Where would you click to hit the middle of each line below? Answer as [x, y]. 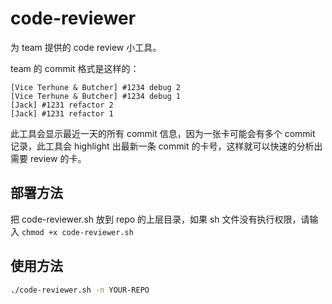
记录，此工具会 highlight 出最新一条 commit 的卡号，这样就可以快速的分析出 [166, 146]
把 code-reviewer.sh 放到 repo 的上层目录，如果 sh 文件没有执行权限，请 [160, 219]
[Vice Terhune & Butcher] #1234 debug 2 [96, 87]
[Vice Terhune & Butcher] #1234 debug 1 [96, 96]
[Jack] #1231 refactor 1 [62, 113]
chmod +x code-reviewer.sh [77, 232]
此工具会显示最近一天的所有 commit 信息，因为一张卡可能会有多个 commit [163, 133]
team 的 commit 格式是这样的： [75, 68]
